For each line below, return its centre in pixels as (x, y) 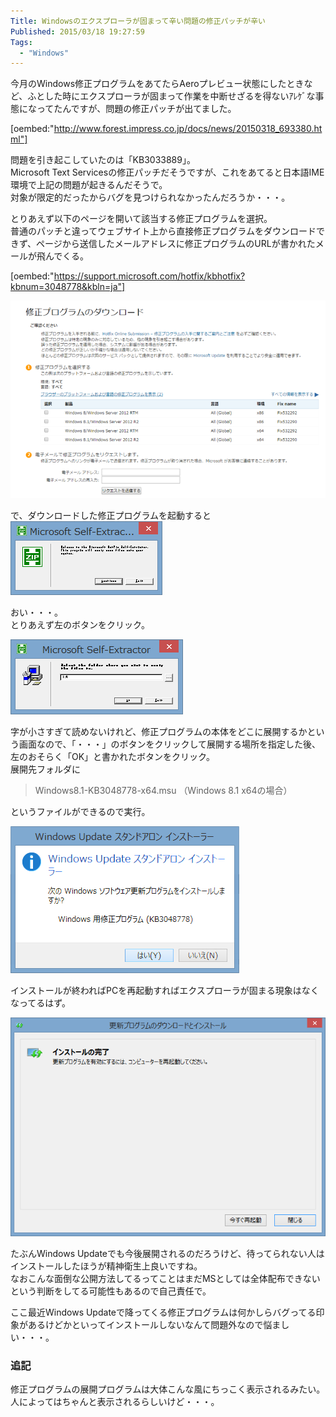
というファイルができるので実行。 (80, 811)
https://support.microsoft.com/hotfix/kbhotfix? (149, 276)
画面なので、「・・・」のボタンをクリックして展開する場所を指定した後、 (170, 744)
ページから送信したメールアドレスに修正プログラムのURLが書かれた (176, 244)
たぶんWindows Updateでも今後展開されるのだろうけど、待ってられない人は (167, 1253)
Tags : (21, 42)
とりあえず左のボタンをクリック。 (80, 624)
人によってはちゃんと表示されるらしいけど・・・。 (115, 1402)
